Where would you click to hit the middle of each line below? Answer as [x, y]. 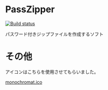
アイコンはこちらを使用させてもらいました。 [52, 72]
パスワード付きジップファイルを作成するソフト [54, 34]
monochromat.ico [24, 82]
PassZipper [30, 9]
